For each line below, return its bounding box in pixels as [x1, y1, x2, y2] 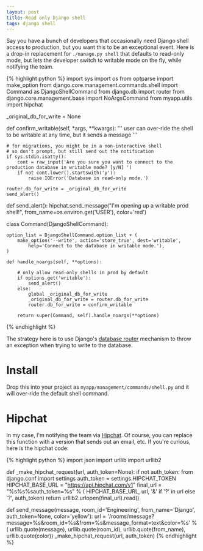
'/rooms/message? [107, 512, 154, 520]
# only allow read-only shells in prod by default [17, 270, 149, 276]
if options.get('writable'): [17, 275, 91, 282]
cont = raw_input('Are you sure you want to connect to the [17, 159, 173, 165]
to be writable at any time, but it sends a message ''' [6, 131, 138, 138]
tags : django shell [6, 20, 56, 26]
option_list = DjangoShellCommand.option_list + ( [6, 232, 138, 239]
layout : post [6, 9, 40, 15]
